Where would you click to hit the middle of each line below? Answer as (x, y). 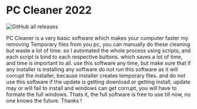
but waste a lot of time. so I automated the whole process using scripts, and (98, 50)
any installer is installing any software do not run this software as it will (92, 69)
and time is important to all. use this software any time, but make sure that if (98, 63)
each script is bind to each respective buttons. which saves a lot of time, (94, 57)
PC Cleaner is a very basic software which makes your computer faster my (97, 38)
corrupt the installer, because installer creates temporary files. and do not (96, 75)
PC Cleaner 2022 (49, 10)
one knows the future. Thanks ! (44, 100)
